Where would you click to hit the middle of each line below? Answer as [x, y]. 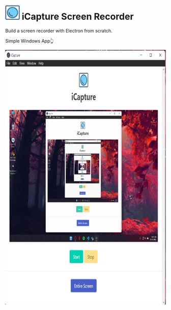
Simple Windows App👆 [30, 41]
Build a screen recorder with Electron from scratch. [59, 31]
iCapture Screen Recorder [78, 17]
